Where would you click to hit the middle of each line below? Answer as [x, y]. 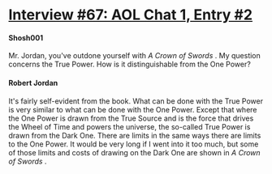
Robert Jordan [33, 83]
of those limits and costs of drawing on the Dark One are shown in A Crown [135, 152]
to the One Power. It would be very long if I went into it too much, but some [134, 144]
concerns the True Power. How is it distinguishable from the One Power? [130, 64]
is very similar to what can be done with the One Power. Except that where [133, 109]
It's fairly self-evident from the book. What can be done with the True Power [136, 101]
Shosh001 [26, 37]
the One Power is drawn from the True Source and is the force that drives [131, 118]
